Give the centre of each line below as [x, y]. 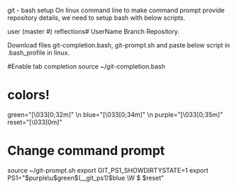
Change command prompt [86, 151]
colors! [28, 95]
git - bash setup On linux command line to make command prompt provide [116, 10]
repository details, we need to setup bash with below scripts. [97, 18]
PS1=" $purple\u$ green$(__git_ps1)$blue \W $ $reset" [86, 178]
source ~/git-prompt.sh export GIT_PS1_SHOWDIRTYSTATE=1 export [108, 170]
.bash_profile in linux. [38, 53]
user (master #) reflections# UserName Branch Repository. [93, 31]
